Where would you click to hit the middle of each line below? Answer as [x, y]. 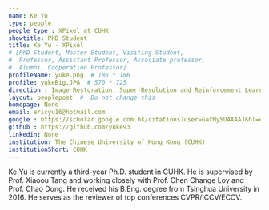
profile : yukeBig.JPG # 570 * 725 [68, 82]
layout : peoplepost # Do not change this [82, 97]
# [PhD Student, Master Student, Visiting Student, [96, 53]
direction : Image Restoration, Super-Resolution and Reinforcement [125, 90]
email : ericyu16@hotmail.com [57, 113]
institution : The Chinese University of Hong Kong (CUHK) [107, 142]
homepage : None [34, 105]
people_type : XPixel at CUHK [59, 30]
